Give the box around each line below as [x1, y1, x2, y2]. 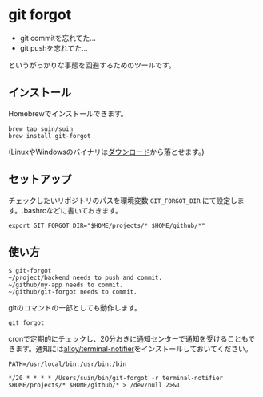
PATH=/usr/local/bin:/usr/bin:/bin [8, 360, 127, 368]
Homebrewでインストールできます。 [8, 108, 128, 118]
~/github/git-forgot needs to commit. [8, 288, 137, 296]
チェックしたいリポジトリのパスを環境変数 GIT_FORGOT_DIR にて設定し [8, 195, 238, 205]
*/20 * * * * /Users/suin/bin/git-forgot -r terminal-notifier [8, 375, 224, 383]
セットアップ [8, 172, 72, 186]
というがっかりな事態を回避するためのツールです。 [8, 60, 176, 70]
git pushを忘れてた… [19, 43, 88, 53]
